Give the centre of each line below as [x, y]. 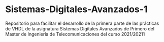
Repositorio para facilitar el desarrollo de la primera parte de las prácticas [82, 23]
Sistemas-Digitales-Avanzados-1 [76, 9]
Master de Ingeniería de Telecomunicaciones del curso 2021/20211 [75, 34]
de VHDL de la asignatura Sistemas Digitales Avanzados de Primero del [80, 28]
